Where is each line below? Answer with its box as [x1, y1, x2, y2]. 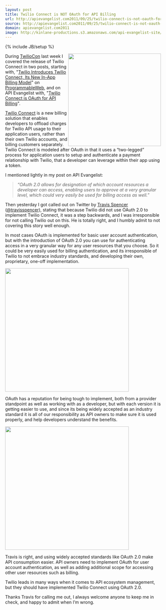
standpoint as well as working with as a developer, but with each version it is [5, 401, 161, 407]
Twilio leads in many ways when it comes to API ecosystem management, [5, 579, 156, 585]
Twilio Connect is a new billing [5, 110, 67, 116]
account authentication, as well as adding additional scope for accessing [5, 565, 154, 570]
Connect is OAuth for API [5, 95, 56, 101]
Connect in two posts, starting [5, 64, 67, 70]
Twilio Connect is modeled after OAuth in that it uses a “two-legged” [5, 147, 144, 152]
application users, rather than [5, 131, 65, 137]
